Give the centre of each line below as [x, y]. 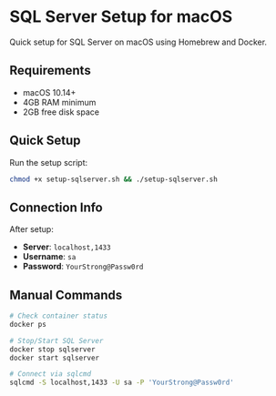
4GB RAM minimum [59, 102]
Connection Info [56, 207]
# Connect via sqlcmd [51, 374]
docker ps [28, 324]
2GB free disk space [61, 112]
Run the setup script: [49, 162]
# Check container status [58, 316]
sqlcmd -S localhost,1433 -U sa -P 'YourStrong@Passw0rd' [122, 383]
